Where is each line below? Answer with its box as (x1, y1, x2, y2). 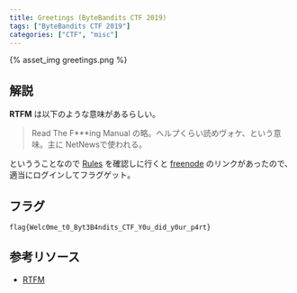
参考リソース (9, 250, 80, 265)
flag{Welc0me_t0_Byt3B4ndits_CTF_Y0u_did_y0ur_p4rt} (9, 223, 211, 232)
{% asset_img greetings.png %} (9, 55, 128, 66)
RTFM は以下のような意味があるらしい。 (9, 109, 160, 120)
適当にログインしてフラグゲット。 (9, 169, 136, 180)
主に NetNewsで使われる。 (47, 139, 147, 150)
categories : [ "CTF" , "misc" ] (9, 30, 119, 39)
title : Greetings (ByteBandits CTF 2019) (9, 13, 167, 23)
